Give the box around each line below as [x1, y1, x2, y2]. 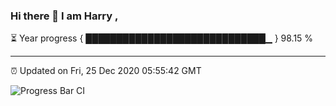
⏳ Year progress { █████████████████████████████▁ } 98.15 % [10, 32, 314, 44]
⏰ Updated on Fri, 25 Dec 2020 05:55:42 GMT [10, 65, 202, 77]
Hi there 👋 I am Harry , [10, 9, 119, 23]
